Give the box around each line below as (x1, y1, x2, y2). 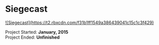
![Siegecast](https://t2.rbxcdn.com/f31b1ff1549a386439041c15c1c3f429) (5, 20, 154, 25)
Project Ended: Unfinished (5, 34, 60, 40)
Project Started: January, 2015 (5, 29, 69, 35)
